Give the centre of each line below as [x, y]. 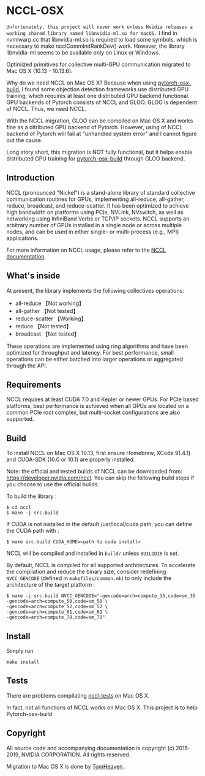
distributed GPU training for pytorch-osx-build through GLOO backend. [96, 158]
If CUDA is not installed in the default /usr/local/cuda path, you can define [99, 524]
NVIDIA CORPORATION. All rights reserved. [76, 755]
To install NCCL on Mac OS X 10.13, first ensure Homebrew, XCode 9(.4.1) [99, 453]
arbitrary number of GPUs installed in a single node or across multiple [94, 225]
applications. [22, 238]
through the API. [27, 366]
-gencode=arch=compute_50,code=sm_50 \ [57, 601]
